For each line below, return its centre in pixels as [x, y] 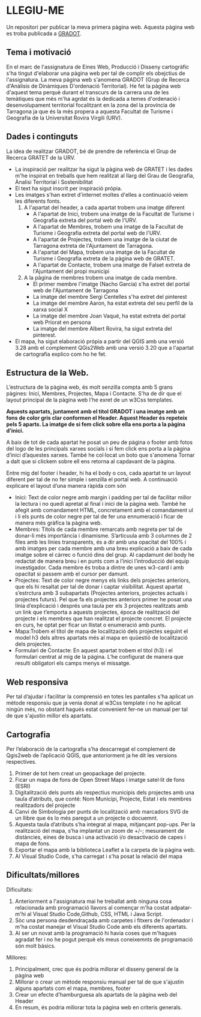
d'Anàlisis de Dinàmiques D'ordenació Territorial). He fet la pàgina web [94, 86]
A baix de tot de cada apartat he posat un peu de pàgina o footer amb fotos [100, 442]
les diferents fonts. [38, 201]
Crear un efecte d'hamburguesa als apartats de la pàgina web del [96, 994]
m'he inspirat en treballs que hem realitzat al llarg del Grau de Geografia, [105, 175]
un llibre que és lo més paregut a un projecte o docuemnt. [86, 818]
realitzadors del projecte [45, 805]
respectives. [22, 762]
